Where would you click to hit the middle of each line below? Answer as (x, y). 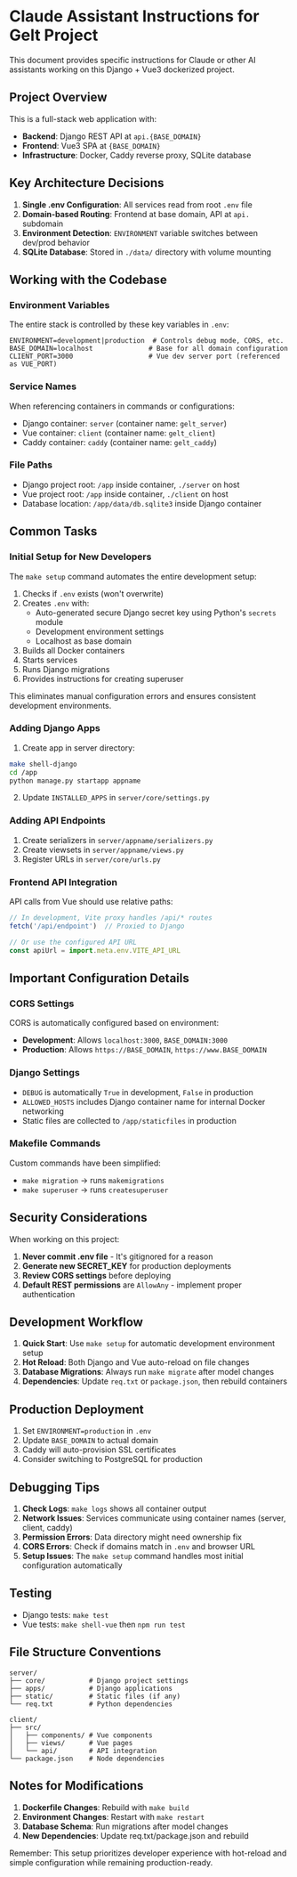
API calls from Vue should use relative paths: (91, 902)
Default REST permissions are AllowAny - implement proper (132, 1285)
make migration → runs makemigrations (93, 1180)
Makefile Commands (55, 1143)
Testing (31, 1593)
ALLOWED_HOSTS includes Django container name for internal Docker (144, 1101)
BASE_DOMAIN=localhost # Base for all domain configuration (149, 349)
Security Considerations (79, 1218)
